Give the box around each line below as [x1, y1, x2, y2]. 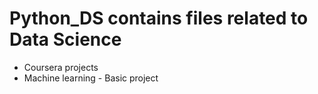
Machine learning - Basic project [23, 72, 159, 84]
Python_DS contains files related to [9, 7, 309, 30]
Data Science [9, 28, 122, 51]
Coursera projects [23, 61, 99, 73]
